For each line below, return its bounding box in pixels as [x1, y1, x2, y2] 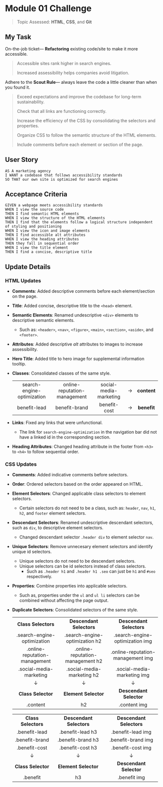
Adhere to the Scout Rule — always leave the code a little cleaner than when [5, 79, 157, 85]
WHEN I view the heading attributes [5, 237, 79, 242]
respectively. [26, 574, 52, 580]
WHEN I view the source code [5, 207, 64, 212]
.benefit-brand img [109, 737, 154, 743]
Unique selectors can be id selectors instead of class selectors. [19, 563, 147, 569]
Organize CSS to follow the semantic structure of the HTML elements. [16, 132, 157, 138]
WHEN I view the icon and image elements [5, 228, 90, 233]
